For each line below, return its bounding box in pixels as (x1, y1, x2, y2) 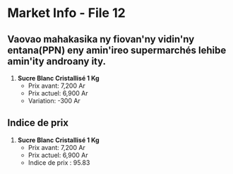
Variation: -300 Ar (28, 97, 81, 105)
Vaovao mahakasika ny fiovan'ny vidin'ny (7, 33, 195, 45)
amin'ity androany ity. (7, 55, 107, 67)
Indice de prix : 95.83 (28, 158, 90, 167)
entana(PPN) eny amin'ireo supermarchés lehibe (7, 44, 227, 56)
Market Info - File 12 (7, 5, 126, 21)
